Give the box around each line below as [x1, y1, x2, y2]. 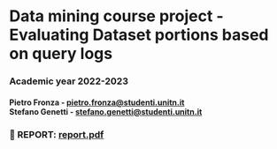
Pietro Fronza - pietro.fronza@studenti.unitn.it [9, 97, 185, 108]
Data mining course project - [9, 6, 224, 26]
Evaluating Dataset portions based [9, 25, 269, 45]
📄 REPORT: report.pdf [9, 128, 104, 140]
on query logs [9, 44, 113, 63]
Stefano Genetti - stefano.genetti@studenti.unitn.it [9, 106, 203, 116]
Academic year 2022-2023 [9, 75, 128, 87]
